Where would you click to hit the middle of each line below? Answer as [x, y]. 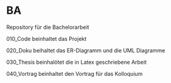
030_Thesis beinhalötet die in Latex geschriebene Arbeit [76, 62]
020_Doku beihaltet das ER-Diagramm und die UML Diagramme [86, 50]
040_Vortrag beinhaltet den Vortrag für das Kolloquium [75, 73]
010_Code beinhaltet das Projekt [46, 38]
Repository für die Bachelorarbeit [48, 27]
